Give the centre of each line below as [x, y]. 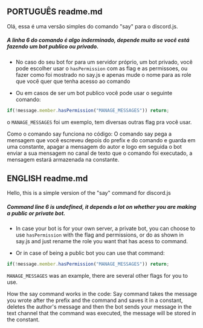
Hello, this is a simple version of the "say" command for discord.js [89, 193]
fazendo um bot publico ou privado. [53, 47]
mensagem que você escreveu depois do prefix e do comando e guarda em [101, 140]
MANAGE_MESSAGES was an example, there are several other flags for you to [97, 276]
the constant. [23, 320]
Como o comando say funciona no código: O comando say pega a [89, 134]
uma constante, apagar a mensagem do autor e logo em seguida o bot [94, 146]
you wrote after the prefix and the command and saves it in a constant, [95, 300]
